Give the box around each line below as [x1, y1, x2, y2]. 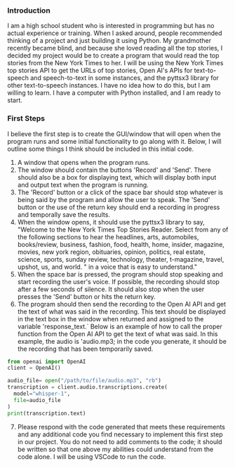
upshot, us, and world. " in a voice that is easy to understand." [17, 262, 198, 271]
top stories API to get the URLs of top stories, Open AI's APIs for [7, 66, 193, 75]
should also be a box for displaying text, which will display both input [17, 173, 217, 181]
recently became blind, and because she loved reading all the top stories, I [7, 44, 223, 53]
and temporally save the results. [17, 210, 111, 219]
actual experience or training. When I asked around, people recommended [7, 29, 222, 37]
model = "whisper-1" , [13, 390, 71, 398]
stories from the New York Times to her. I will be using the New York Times [7, 59, 224, 67]
